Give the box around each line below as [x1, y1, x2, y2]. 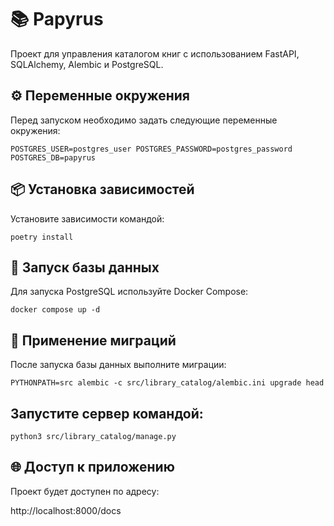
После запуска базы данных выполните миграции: [10, 359, 227, 371]
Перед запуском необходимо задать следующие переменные [10, 114, 278, 126]
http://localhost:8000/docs [10, 504, 122, 516]
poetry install [10, 232, 74, 242]
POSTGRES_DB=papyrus [10, 152, 97, 163]
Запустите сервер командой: [10, 405, 204, 422]
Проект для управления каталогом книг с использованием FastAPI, [10, 47, 300, 60]
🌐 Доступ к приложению [10, 459, 175, 476]
